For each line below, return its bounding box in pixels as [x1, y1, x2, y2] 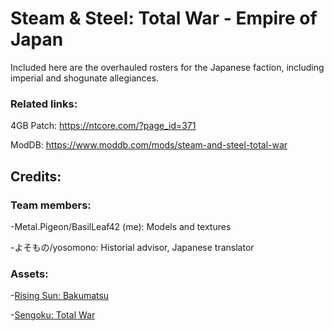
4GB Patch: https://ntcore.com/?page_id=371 [10, 120, 197, 132]
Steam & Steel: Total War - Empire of [10, 7, 318, 30]
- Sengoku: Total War [10, 309, 96, 321]
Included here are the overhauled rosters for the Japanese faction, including [10, 61, 325, 73]
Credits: [10, 168, 62, 185]
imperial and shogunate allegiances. [10, 72, 160, 84]
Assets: [10, 267, 49, 281]
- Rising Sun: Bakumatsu [10, 290, 110, 302]
